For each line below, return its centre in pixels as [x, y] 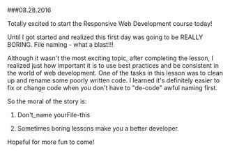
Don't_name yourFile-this [54, 115]
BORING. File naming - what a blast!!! [60, 44]
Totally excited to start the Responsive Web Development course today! [110, 23]
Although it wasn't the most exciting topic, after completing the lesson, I [110, 58]
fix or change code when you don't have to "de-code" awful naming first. [112, 88]
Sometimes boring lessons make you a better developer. [98, 128]
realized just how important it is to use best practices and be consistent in [113, 65]
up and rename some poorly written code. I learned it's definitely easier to [114, 80]
